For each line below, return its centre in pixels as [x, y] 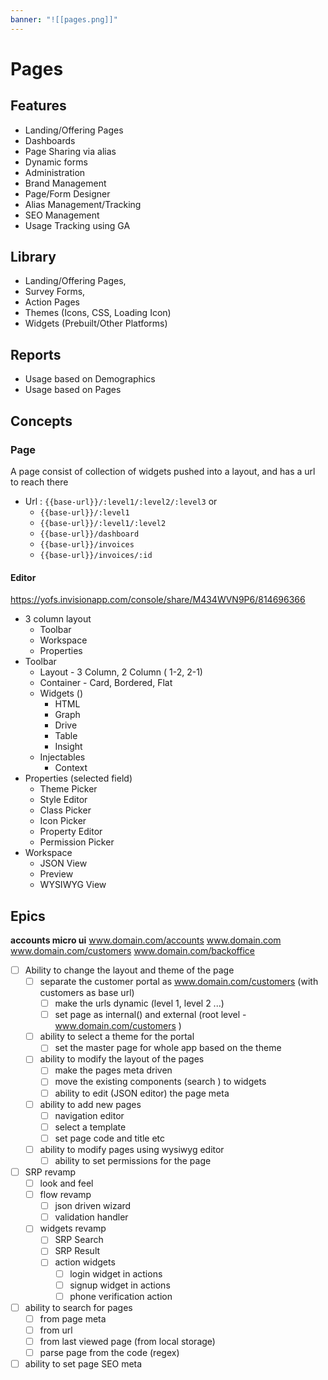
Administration [55, 172]
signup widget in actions [120, 1285]
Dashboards [50, 140]
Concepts [41, 421]
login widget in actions [116, 1273]
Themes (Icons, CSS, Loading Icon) [98, 313]
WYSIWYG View [73, 885]
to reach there [39, 482]
